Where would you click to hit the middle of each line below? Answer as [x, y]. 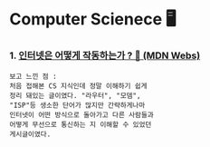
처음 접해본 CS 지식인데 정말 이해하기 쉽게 [78, 86]
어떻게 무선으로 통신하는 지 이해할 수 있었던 [81, 125]
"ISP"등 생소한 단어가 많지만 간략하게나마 [77, 106]
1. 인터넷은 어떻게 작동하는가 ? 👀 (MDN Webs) [105, 55]
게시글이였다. [30, 134]
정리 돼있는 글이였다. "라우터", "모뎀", [75, 96]
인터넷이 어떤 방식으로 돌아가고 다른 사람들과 [81, 115]
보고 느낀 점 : [33, 77]
